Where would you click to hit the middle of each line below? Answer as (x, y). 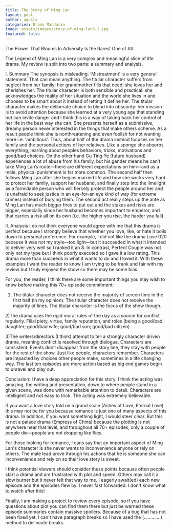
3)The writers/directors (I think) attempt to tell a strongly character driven (83, 336)
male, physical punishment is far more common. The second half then (79, 172)
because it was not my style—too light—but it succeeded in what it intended (86, 242)
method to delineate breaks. (35, 523)
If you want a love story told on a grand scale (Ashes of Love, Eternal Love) (84, 405)
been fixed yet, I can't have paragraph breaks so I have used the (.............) (84, 517)
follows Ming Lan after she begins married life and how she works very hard (85, 177)
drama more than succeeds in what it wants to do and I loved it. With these (84, 258)
